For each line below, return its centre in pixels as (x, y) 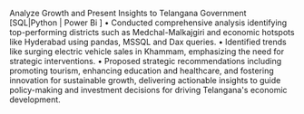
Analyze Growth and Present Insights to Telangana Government (128, 13)
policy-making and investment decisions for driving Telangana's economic (148, 90)
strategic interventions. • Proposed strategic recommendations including (146, 61)
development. (35, 100)
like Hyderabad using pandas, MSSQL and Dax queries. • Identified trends (148, 42)
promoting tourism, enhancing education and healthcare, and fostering (142, 71)
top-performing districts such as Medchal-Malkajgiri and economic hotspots (152, 32)
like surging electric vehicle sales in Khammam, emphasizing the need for (147, 52)
